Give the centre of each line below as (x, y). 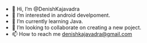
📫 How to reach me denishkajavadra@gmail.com (72, 34)
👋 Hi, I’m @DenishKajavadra (45, 9)
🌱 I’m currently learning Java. (48, 21)
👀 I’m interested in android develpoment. (61, 15)
